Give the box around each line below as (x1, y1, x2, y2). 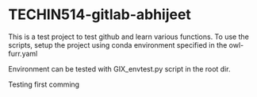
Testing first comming (8, 80, 80, 89)
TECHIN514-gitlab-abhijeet (8, 6, 192, 24)
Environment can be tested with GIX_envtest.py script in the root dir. (8, 64, 232, 73)
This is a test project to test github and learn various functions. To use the (8, 32, 250, 41)
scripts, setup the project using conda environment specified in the (8, 40, 228, 49)
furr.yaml (8, 48, 38, 58)
